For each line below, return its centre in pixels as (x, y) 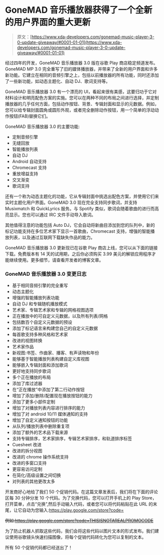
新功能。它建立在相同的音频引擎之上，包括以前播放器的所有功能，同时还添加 (82, 75)
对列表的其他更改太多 (33, 482)
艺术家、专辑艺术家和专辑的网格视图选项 (53, 310)
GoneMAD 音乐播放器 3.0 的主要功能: (42, 126)
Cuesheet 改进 (27, 445)
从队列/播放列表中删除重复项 (41, 426)
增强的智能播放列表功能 (36, 298)
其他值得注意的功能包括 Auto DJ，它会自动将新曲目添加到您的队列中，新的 (80, 225)
